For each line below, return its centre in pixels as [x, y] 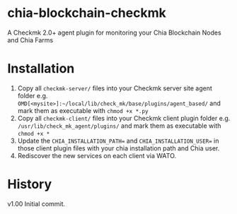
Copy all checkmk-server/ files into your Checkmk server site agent [115, 88]
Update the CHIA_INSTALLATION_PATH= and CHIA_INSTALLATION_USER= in [118, 141]
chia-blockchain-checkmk [87, 13]
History [30, 184]
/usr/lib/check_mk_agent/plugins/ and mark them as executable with [119, 126]
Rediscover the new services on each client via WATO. [97, 155]
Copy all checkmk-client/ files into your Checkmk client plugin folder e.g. [124, 118]
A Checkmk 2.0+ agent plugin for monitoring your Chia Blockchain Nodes [114, 32]
